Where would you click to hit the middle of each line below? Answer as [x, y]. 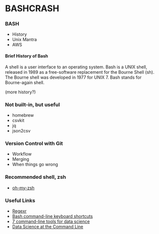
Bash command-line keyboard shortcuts [52, 216]
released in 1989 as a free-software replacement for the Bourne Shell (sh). [80, 72]
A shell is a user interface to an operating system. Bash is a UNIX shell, [76, 67]
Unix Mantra [24, 40]
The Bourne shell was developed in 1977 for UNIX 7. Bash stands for [73, 77]
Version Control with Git [34, 143]
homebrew [23, 115]
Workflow [22, 154]
